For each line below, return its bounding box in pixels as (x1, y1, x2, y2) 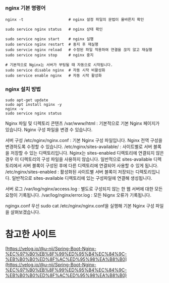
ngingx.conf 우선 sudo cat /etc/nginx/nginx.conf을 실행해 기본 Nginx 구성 (5, 202, 155, 208)
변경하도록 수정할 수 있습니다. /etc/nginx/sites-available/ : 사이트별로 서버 (5, 144, 152, 150)
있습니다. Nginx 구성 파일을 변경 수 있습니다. (5, 126, 93, 132)
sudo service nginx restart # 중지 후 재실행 (5, 42, 98, 47)
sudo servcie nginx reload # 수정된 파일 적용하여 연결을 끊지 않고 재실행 (5, 47, 152, 52)
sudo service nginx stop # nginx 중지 (5, 53, 94, 58)
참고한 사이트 (5, 228, 57, 240)
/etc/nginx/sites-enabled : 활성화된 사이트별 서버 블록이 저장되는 (5, 169, 135, 175)
